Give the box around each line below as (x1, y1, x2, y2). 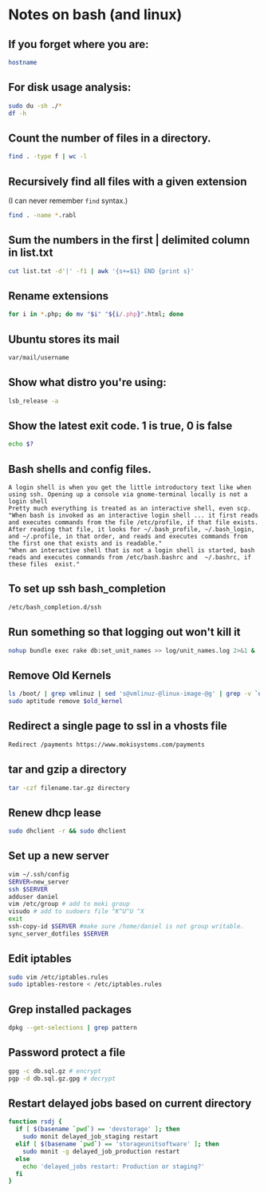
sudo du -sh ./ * (8, 101, 62, 109)
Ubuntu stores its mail (8, 332, 120, 346)
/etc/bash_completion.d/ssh (8, 603, 102, 611)
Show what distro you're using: (8, 375, 167, 389)
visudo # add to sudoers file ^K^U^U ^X (8, 908, 145, 916)
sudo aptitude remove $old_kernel (8, 697, 124, 705)
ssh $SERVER (8, 885, 48, 893)
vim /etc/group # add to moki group (8, 900, 130, 908)
